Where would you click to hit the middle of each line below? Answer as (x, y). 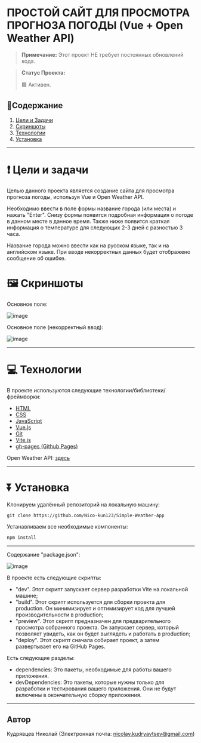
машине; (27, 596)
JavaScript (29, 420)
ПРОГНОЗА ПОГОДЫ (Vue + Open (95, 25)
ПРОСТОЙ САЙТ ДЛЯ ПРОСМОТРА (98, 13)
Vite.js (23, 440)
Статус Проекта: (43, 72)
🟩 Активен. (36, 84)
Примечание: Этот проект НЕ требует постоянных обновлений (102, 54)
